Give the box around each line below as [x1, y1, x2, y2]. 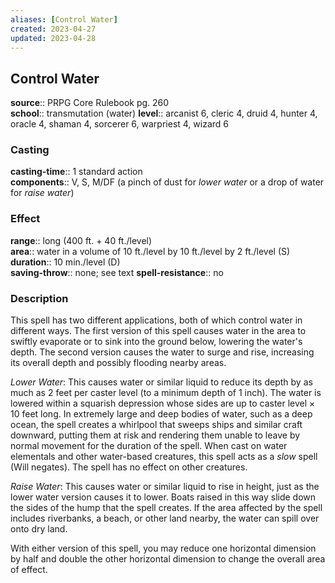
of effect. [10, 564, 48, 576]
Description [10, 291, 69, 305]
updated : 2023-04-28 [10, 33, 97, 43]
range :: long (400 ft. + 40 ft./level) [10, 234, 153, 246]
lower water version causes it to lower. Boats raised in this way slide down [10, 491, 317, 503]
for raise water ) [10, 187, 75, 199]
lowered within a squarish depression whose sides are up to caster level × [10, 397, 316, 410]
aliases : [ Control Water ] [10, 14, 118, 25]
